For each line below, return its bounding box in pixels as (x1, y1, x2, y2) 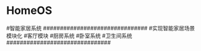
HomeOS (6, 4, 53, 18)
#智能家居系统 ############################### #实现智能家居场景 (6, 24, 196, 32)
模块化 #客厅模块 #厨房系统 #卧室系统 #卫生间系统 (6, 32, 132, 39)
